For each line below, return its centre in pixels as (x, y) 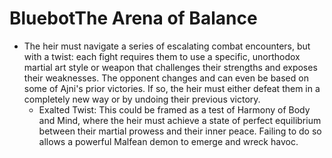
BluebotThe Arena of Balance (133, 18)
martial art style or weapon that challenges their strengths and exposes (170, 67)
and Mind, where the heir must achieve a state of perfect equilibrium (180, 120)
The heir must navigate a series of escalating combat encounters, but (167, 46)
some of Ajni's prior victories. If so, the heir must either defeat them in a (172, 88)
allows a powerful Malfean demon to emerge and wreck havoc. (168, 141)
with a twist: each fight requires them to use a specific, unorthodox (162, 56)
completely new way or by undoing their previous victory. (142, 99)
